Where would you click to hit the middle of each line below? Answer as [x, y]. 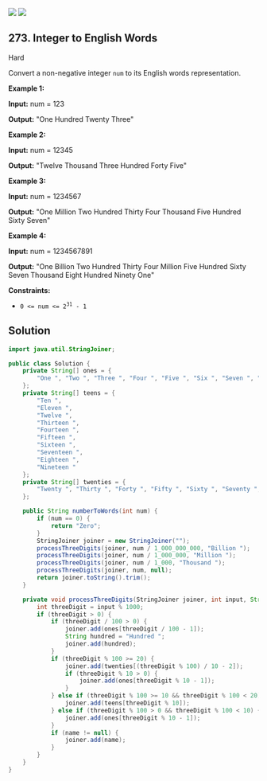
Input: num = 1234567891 [50, 251]
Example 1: [27, 88]
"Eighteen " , [58, 459]
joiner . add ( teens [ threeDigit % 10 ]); [128, 703]
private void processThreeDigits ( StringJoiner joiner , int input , [135, 599]
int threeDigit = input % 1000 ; [91, 607]
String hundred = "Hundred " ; [115, 637]
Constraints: [29, 290]
